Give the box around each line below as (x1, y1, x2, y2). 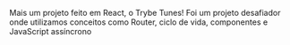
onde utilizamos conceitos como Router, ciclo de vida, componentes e (9, 17, 269, 27)
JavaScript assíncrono (9, 26, 92, 36)
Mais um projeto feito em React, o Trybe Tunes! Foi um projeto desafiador (9, 8, 281, 18)
